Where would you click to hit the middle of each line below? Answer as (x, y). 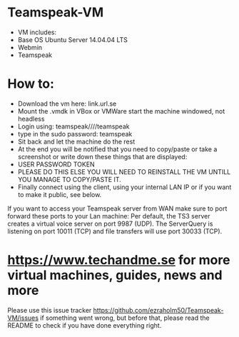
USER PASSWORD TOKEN (56, 164)
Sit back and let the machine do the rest (76, 141)
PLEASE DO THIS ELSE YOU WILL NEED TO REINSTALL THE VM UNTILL (124, 171)
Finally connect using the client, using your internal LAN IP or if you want (124, 187)
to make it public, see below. (60, 194)
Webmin (30, 47)
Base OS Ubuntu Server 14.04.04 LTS (73, 39)
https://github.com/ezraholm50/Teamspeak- (158, 310)
